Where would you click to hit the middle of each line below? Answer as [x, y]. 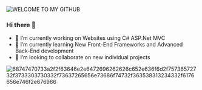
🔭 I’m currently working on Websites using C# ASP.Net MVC [90, 38]
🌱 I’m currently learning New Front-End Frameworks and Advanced [99, 45]
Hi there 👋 [21, 25]
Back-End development [44, 51]
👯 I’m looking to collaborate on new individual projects [82, 57]
